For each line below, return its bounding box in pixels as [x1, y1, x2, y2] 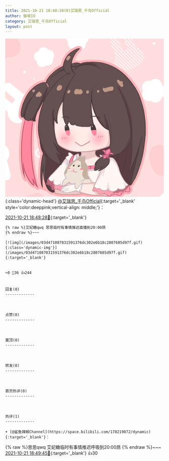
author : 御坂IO [5, 13, 36, 19]
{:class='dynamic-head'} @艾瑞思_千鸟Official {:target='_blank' [5, 198, 135, 204]
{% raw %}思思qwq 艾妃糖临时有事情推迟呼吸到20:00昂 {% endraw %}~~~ [5, 444, 161, 450]
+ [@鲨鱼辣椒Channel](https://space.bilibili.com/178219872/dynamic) [5, 429, 151, 434]
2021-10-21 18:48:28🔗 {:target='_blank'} [5, 214, 87, 220]
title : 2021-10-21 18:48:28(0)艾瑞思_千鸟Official [5, 8, 110, 13]
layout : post [5, 24, 33, 29]
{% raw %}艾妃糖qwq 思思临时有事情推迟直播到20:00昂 [5, 225, 106, 230]
